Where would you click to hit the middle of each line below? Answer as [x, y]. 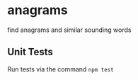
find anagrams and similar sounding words [69, 30]
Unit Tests [30, 52]
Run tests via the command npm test [61, 69]
